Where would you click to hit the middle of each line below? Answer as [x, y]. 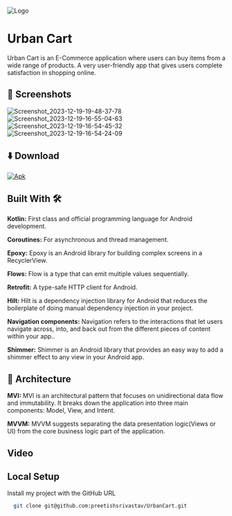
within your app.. [31, 336]
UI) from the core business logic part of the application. [86, 431]
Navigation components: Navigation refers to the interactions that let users [115, 322]
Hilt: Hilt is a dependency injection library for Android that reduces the [107, 301]
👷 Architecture [39, 379]
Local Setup [34, 476]
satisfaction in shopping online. [52, 72]
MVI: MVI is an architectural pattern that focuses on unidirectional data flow [115, 396]
